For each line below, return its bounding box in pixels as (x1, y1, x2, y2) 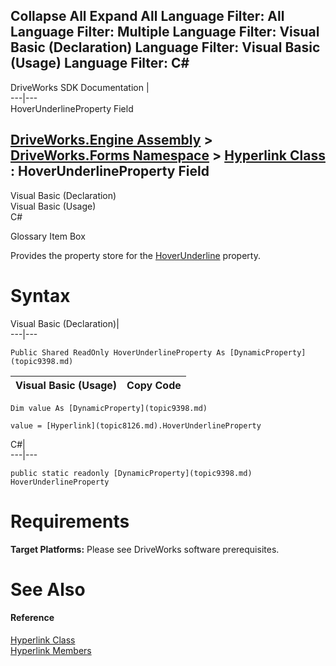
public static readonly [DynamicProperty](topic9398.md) (10, 468, 253, 478)
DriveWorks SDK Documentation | (10, 81, 150, 93)
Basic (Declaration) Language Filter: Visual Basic (10, 39, 321, 56)
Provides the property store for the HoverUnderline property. (10, 249, 261, 261)
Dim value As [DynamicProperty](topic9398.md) (10, 403, 208, 413)
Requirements (10, 510, 130, 533)
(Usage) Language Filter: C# (10, 55, 190, 72)
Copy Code (126, 378, 182, 392)
